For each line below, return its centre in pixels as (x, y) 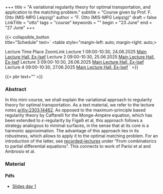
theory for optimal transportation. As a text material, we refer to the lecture (80, 105)
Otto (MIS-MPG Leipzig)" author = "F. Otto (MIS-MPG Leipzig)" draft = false (81, 17)
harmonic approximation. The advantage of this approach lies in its (72, 131)
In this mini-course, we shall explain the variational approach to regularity (79, 100)
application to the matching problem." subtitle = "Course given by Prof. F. (78, 12)
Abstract (16, 89)
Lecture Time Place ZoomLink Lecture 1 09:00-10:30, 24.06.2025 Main (76, 52)
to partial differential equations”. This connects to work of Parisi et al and (78, 146)
